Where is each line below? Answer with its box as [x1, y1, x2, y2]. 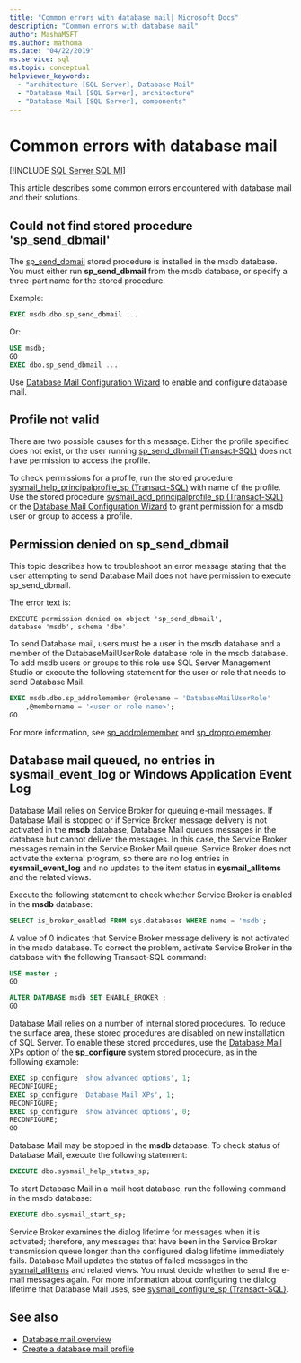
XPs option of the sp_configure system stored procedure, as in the [9, 1047, 258, 1057]
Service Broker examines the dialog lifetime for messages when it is [9, 1226, 261, 1237]
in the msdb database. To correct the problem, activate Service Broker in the [9, 941, 293, 953]
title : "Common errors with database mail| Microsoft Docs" [9, 13, 240, 22]
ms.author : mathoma [9, 38, 83, 48]
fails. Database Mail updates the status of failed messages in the [9, 1255, 249, 1266]
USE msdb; [9, 343, 47, 352]
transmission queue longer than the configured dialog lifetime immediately [9, 1245, 285, 1256]
